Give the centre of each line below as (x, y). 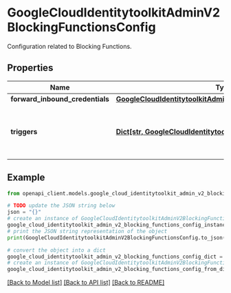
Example (26, 178)
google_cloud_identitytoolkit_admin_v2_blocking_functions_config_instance (118, 225)
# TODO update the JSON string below (61, 206)
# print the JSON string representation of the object (87, 231)
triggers (24, 131)
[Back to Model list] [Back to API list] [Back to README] (86, 283)
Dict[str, (130, 131)
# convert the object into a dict (57, 250)
